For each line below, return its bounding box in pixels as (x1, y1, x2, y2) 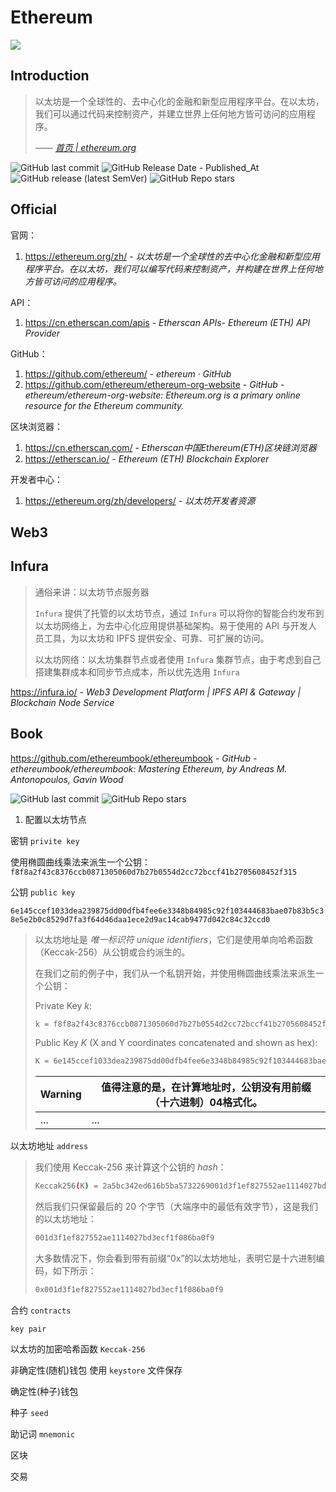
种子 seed (10, 1406, 49, 1418)
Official (10, 201, 57, 218)
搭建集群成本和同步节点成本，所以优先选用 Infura (34, 666, 240, 678)
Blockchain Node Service (10, 696, 115, 708)
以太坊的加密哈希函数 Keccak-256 (10, 1342, 146, 1355)
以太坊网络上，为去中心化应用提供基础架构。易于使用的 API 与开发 (34, 619, 309, 631)
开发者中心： (10, 473, 63, 485)
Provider (24, 327, 61, 339)
